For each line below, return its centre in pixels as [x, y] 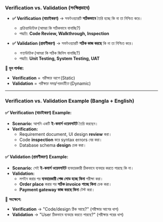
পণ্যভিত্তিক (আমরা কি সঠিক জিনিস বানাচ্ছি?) [50, 53]
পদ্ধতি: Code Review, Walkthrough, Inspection [64, 34]
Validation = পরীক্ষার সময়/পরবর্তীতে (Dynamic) [51, 83]
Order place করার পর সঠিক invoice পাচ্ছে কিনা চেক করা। [65, 184]
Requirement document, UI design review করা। [65, 134]
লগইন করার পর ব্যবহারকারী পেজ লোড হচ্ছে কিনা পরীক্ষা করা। [61, 178]
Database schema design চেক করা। [53, 145]
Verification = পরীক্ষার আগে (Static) [43, 78]
